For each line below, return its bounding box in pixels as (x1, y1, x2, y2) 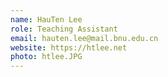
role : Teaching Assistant (10, 24, 118, 34)
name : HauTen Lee (10, 14, 83, 25)
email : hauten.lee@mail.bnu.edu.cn (10, 33, 159, 43)
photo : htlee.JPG (10, 52, 83, 62)
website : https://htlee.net (10, 42, 128, 53)
